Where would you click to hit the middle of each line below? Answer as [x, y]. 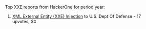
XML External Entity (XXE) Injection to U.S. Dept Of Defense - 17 [76, 16]
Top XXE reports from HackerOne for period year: [55, 7]
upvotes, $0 [24, 22]
